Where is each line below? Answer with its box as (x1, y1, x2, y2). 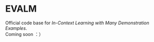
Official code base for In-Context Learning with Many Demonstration (5, 20, 149, 26)
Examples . (5, 25, 27, 31)
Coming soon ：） (5, 31, 44, 37)
